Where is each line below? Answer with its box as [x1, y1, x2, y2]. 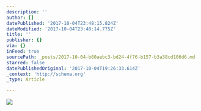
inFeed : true [6, 49, 40, 55]
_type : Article [6, 76, 45, 82]
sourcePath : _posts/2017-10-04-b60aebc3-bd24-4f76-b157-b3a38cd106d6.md [6, 54, 196, 60]
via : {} [6, 43, 26, 49]
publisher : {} [6, 37, 43, 43]
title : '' [6, 32, 32, 38]
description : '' [6, 8, 48, 15]
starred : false [6, 59, 45, 66]
